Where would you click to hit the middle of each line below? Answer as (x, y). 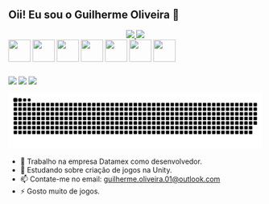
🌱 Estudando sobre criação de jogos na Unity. (96, 169)
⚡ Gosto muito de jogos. (60, 191)
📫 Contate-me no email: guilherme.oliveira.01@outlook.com (120, 179)
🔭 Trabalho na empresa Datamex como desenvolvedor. (111, 161)
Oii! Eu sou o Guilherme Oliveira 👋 (94, 15)
